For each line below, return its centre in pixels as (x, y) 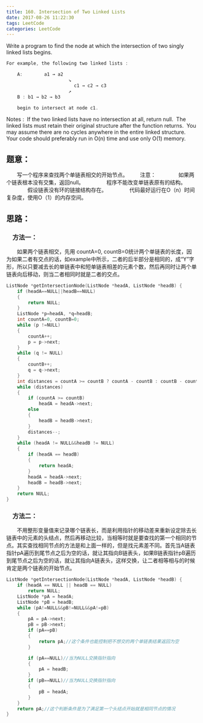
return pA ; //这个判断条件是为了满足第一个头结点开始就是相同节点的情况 (96, 708)
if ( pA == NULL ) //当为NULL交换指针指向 (72, 658)
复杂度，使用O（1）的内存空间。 (47, 198)
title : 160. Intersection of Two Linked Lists (66, 12)
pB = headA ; (53, 692)
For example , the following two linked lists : (67, 64)
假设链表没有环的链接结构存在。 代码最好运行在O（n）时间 (111, 190)
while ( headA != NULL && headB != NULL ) (66, 443)
